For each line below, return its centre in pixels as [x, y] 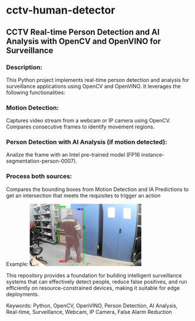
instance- [153, 155]
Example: [17, 264]
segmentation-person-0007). [42, 161]
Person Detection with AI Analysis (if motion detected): [87, 142]
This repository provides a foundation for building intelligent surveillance [94, 275]
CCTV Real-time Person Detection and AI [83, 32]
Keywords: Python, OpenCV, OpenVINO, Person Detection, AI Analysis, [92, 305]
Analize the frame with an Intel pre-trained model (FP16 [73, 155]
